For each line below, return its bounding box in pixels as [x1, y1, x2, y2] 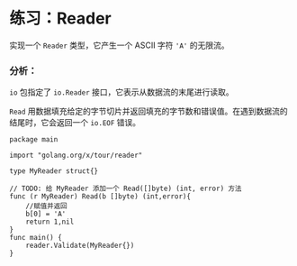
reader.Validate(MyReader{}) [25, 241, 135, 251]
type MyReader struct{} [9, 167, 99, 176]
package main [9, 135, 58, 144]
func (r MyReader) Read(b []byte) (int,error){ [9, 192, 192, 201]
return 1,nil [25, 217, 75, 226]
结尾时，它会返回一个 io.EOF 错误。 [9, 117, 141, 128]
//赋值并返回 [25, 202, 67, 211]
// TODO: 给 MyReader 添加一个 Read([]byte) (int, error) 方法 [9, 184, 242, 194]
